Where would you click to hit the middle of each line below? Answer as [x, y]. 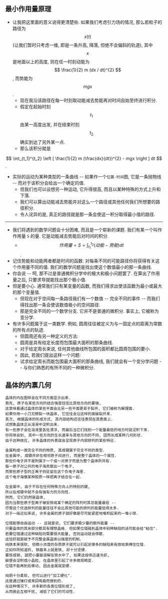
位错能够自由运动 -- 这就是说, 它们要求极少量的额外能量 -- [60, 523]
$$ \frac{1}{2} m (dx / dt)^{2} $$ [88, 70]
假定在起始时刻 [35, 107]
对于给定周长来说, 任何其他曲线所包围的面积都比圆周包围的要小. [85, 349]
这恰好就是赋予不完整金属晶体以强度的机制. [43, 539]
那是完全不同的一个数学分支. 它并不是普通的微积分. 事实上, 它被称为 [89, 311]
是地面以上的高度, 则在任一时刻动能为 [51, 61]
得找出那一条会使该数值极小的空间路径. [60, 305]
